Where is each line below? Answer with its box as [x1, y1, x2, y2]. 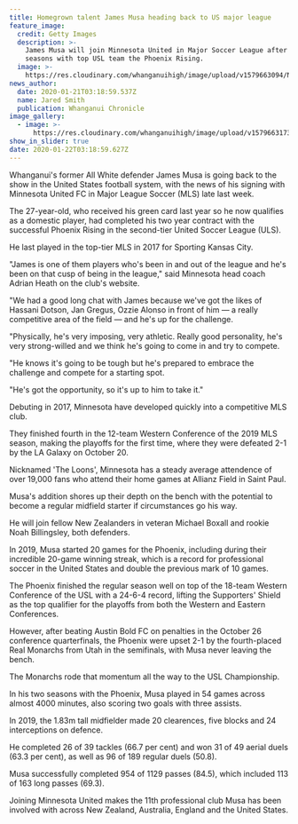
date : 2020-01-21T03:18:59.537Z [17, 87, 137, 96]
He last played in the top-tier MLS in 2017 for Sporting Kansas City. [9, 242, 254, 252]
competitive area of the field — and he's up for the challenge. [9, 313, 233, 324]
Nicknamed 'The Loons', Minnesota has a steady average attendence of [9, 463, 272, 475]
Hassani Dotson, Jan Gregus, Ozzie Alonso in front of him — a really [9, 304, 259, 315]
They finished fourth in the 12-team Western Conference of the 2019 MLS [9, 428, 278, 439]
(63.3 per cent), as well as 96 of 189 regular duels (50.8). [9, 751, 217, 762]
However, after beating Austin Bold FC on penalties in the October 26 [9, 625, 262, 636]
